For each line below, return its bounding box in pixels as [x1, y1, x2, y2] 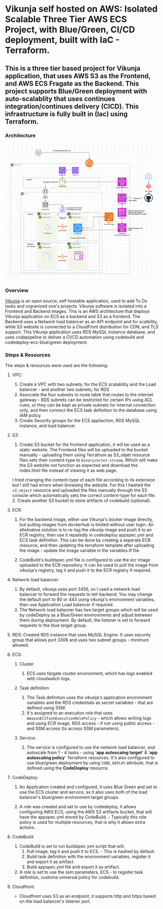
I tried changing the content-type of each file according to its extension [12, 477, 156, 483]
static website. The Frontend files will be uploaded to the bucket [19, 447, 148, 453]
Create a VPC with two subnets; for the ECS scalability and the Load [19, 381, 157, 388]
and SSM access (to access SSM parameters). [26, 725, 120, 731]
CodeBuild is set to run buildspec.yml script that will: [19, 843, 125, 849]
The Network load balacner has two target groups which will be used [19, 607, 158, 613]
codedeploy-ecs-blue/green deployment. [5, 339, 88, 345]
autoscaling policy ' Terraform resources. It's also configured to [26, 755, 155, 761]
